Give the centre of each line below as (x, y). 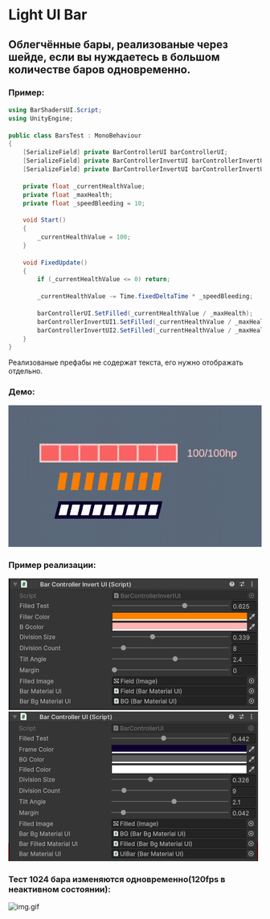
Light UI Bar (48, 15)
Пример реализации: (52, 566)
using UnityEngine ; (41, 118)
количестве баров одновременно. (100, 69)
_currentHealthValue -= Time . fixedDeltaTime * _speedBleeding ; (145, 296)
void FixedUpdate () (55, 263)
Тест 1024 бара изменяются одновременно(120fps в (117, 879)
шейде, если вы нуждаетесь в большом (114, 57)
